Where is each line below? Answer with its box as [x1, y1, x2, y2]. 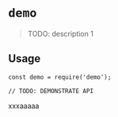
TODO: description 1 [27, 29, 93, 38]
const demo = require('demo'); [8, 73, 112, 81]
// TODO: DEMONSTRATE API [8, 87, 93, 95]
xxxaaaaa [8, 101, 40, 111]
